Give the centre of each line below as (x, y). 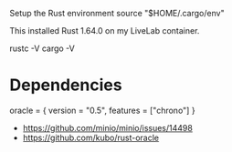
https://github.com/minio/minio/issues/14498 (108, 127)
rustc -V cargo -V (42, 48)
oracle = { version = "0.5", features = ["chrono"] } (102, 110)
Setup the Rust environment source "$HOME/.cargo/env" (117, 13)
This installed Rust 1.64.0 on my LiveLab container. (105, 30)
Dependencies (66, 85)
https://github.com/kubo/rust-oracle (91, 137)
